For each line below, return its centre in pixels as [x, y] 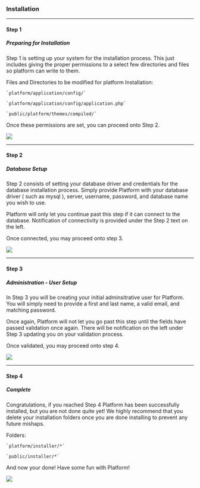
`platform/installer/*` [36, 446]
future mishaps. [25, 423]
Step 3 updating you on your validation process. [65, 334]
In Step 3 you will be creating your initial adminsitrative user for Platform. [95, 297]
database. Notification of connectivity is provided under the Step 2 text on [97, 221]
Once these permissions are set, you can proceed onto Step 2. [83, 125]
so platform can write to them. [43, 71]
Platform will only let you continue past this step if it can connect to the [93, 214]
